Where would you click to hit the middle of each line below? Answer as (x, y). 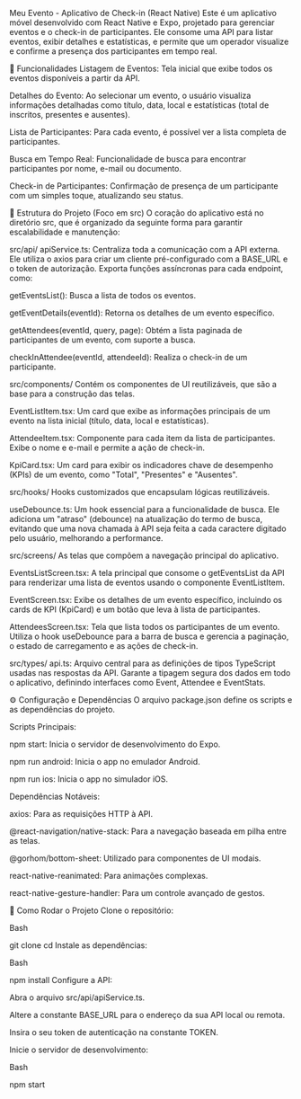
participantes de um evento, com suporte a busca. (102, 340)
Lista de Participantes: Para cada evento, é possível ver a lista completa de (148, 132)
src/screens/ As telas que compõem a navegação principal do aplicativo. (144, 555)
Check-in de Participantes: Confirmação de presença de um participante (144, 186)
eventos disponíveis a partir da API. (75, 78)
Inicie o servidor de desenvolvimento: (79, 1050)
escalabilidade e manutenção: (65, 232)
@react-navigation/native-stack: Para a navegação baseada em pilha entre (148, 831)
